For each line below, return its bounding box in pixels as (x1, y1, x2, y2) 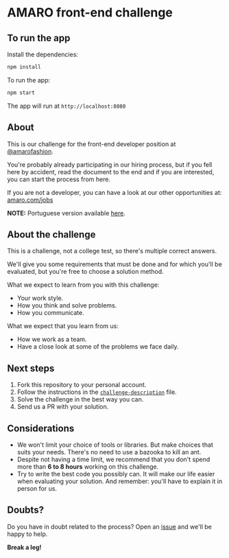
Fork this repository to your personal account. (16, 381, 147, 389)
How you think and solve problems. (16, 301, 117, 310)
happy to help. (7, 530, 48, 538)
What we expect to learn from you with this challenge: (7, 281, 160, 289)
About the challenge (7, 229, 96, 240)
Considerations (7, 422, 75, 434)
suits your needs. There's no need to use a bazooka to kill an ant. (16, 448, 202, 456)
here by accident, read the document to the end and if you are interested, (7, 167, 215, 176)
